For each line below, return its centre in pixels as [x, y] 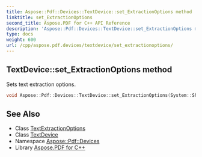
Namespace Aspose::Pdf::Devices [57, 141]
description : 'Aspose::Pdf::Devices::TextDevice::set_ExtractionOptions [99, 29]
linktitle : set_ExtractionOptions [50, 17]
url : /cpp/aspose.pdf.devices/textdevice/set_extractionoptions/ [90, 46]
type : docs [20, 34]
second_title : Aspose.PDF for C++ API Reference [68, 23]
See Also [23, 114]
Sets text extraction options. [41, 84]
